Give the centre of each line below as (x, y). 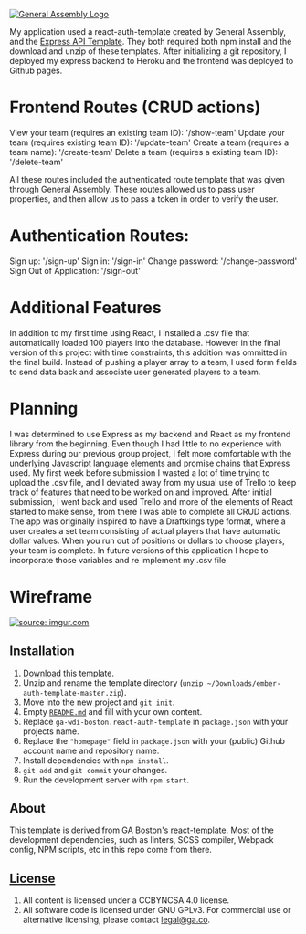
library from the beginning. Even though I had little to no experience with (146, 444)
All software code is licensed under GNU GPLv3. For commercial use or (157, 910)
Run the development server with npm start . (106, 780)
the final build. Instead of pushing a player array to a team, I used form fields (153, 362)
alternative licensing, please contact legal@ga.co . (116, 920)
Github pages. (36, 70)
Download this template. (68, 673)
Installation (42, 651)
